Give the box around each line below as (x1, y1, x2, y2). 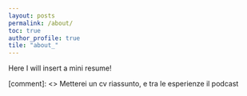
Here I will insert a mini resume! (8, 63, 112, 73)
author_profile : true (8, 34, 81, 42)
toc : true (8, 26, 42, 34)
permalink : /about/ (8, 19, 74, 27)
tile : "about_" (8, 42, 59, 50)
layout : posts (8, 11, 56, 20)
